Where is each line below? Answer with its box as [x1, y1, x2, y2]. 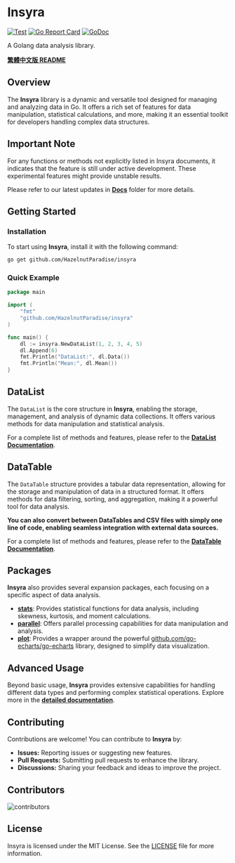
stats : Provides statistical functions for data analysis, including [17, 604, 199, 613]
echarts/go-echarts [17, 641, 74, 651]
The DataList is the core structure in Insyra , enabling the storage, [7, 404, 198, 413]
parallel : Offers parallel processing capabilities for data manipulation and [17, 620, 229, 628]
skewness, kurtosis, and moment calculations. [17, 612, 152, 620]
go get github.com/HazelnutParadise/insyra [7, 256, 137, 264]
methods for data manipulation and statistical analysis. [7, 419, 165, 428]
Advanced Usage [7, 662, 84, 674]
